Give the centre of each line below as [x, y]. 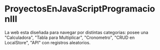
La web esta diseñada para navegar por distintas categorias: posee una [76, 32]
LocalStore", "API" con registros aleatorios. [48, 42]
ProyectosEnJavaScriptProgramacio [80, 9]
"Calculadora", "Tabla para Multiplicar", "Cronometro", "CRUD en [70, 37]
